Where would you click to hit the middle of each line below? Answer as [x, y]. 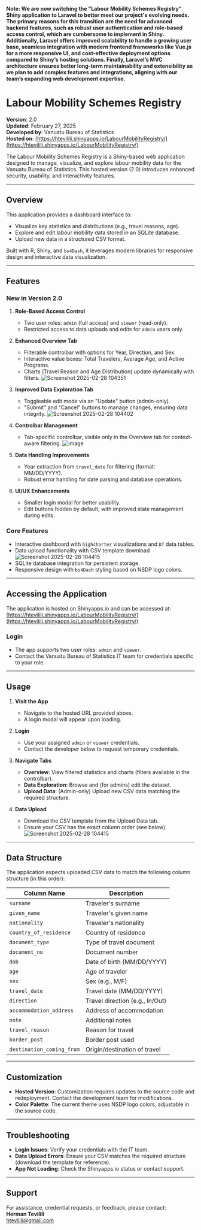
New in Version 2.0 [34, 298]
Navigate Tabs [33, 760]
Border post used [110, 1040]
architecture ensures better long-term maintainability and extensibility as [100, 66]
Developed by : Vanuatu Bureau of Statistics [60, 132]
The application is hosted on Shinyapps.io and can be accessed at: [89, 608]
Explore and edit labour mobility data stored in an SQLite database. [97, 232]
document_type [29, 942]
